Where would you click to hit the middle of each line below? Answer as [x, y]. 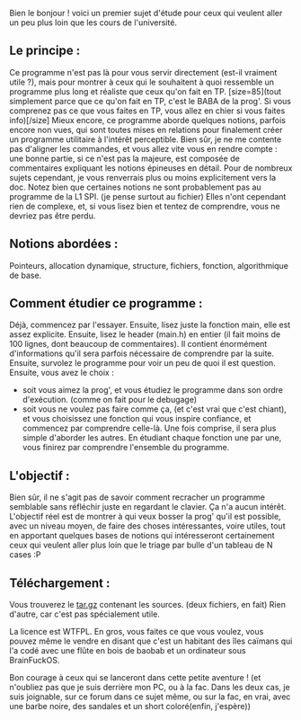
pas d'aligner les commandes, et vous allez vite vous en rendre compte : [143, 148]
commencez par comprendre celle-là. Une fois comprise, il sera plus [149, 428]
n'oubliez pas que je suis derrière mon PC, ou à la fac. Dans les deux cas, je [150, 688]
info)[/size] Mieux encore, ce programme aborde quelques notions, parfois [147, 120]
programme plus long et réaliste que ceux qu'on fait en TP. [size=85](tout [145, 91]
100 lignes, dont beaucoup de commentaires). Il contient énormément [138, 344]
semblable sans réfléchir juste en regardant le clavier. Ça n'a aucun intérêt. [148, 507]
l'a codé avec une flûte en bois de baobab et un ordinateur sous [128, 651]
